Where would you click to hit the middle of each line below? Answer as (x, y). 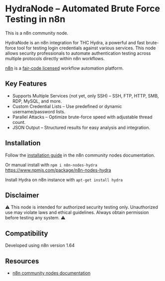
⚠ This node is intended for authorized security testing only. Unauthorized (82, 207)
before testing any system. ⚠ (35, 218)
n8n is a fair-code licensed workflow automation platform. (64, 68)
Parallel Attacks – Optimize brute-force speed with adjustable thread (82, 117)
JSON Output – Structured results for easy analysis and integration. (81, 127)
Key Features (26, 84)
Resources (22, 261)
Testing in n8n (35, 19)
